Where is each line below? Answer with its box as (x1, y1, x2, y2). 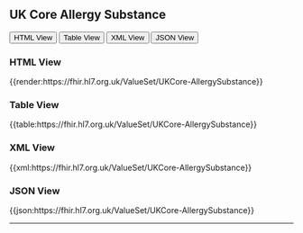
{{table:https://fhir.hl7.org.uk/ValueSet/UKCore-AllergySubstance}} (9, 119, 257, 130)
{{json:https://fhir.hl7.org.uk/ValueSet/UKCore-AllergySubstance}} (9, 205, 255, 215)
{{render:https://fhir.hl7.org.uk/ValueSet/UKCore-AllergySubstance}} (9, 76, 263, 87)
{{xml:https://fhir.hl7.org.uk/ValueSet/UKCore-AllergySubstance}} (9, 162, 252, 173)
